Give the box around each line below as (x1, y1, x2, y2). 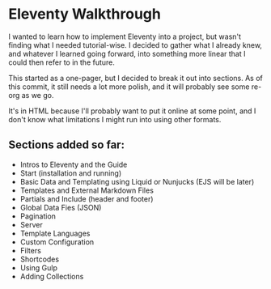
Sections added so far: (8, 138, 125, 152)
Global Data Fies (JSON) (19, 202, 102, 212)
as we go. (21, 90, 54, 100)
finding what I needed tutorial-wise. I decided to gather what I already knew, (8, 40, 263, 49)
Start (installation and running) (19, 168, 122, 178)
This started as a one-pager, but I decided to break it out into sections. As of (8, 73, 263, 83)
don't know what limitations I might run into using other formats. (8, 114, 222, 124)
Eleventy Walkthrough (8, 5, 162, 23)
